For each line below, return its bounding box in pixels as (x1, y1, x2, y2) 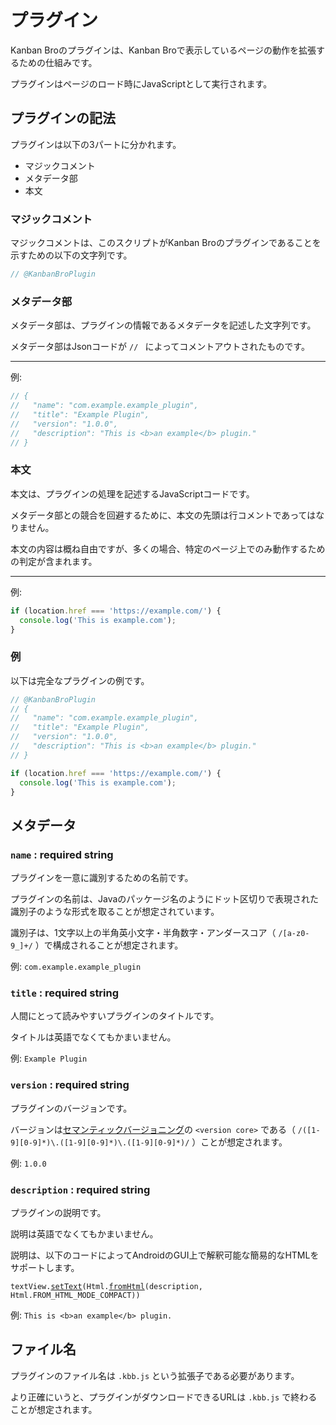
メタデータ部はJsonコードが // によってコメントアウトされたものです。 (10, 341, 310, 353)
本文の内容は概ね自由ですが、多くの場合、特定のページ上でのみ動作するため (10, 542, 326, 555)
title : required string (10, 986, 120, 1000)
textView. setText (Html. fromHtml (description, (10, 1282, 203, 1292)
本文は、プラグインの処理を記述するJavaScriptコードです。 (10, 487, 255, 500)
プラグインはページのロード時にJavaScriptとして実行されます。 (10, 77, 273, 90)
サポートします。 (10, 1262, 80, 1274)
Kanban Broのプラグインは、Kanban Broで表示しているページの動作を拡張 (10, 44, 317, 56)
